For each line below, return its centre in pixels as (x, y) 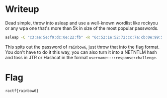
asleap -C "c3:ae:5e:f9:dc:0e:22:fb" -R (48, 37)
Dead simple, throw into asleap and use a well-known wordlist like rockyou (82, 23)
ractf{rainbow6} (22, 91)
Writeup (22, 9)
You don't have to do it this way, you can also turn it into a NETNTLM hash (81, 52)
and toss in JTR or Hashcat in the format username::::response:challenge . (81, 57)
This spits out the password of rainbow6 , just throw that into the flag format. (83, 47)
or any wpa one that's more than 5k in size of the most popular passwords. (82, 28)
